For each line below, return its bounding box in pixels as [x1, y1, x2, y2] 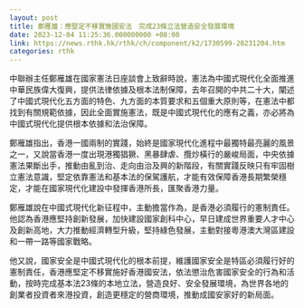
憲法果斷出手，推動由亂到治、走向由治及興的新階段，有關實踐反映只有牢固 [9, 160, 287, 171]
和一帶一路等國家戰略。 [9, 236, 97, 247]
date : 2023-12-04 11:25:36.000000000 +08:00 [9, 30, 180, 39]
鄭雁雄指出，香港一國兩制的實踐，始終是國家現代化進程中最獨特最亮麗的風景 [9, 138, 295, 149]
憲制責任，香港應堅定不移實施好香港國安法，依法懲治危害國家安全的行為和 [9, 266, 287, 277]
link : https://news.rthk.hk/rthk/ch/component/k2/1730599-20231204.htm [9, 38, 285, 48]
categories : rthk [9, 47, 75, 56]
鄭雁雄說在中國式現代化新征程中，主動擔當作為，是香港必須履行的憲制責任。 [9, 202, 295, 213]
